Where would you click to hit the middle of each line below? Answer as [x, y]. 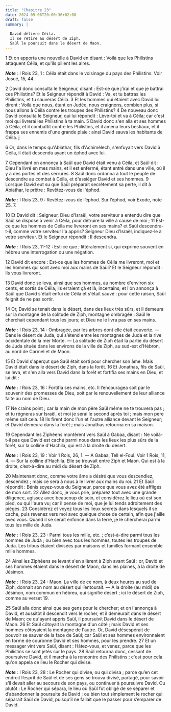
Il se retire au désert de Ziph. [45, 39]
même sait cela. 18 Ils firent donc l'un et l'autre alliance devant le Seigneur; [84, 419]
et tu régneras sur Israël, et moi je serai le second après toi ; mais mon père [85, 414]
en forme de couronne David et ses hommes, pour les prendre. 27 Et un [81, 640]
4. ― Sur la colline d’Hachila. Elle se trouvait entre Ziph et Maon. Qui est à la [85, 461]
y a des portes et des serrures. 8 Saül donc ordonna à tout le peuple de [80, 173]
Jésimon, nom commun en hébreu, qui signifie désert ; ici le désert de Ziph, [85, 592]
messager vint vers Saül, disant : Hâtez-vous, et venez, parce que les [78, 646]
